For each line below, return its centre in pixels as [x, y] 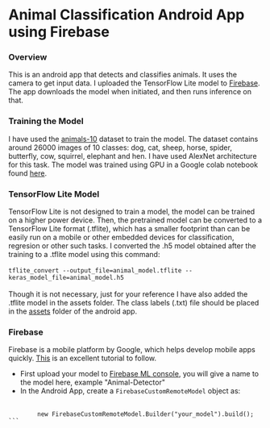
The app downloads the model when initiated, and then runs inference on [130, 92]
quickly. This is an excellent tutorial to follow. [83, 358]
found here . [27, 173]
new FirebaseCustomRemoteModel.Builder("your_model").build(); [145, 414]
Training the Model [46, 121]
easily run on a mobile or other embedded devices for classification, [121, 237]
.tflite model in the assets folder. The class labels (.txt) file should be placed [134, 303]
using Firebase [59, 32]
